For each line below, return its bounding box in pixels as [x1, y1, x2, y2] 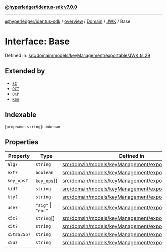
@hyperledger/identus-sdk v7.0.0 [5, 4, 77, 10]
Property [8, 153, 30, 160]
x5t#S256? [7, 232, 31, 237]
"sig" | [35, 202, 52, 209]
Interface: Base [5, 36, 70, 47]
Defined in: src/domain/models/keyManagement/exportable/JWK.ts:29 [5, 52, 150, 58]
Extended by [5, 67, 45, 75]
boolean [35, 170, 54, 176]
